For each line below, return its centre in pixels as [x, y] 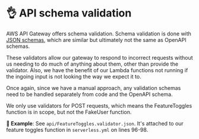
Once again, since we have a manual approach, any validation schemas [94, 88]
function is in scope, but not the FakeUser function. [69, 112]
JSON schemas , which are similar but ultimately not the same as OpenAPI [96, 40]
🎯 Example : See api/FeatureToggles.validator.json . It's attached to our [95, 123]
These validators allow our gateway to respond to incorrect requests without [99, 57]
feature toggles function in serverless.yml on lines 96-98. [77, 130]
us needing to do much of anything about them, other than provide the [92, 64]
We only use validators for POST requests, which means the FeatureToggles [99, 105]
